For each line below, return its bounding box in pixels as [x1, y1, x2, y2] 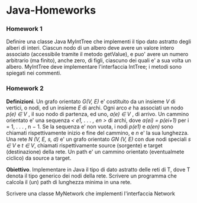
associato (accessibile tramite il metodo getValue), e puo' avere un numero [6, 51, 189, 58]
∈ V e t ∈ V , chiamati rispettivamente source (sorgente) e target [6, 141, 163, 149]
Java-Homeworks [6, 4, 96, 17]
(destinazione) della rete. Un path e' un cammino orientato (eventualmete [6, 148, 185, 155]
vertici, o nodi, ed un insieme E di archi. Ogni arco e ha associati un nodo [6, 104, 183, 111]
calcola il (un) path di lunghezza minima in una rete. [6, 178, 132, 185]
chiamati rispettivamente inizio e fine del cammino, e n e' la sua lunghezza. [6, 129, 189, 136]
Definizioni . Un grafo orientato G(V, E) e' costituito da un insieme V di [6, 98, 176, 105]
